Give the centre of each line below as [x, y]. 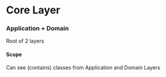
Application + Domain [37, 29]
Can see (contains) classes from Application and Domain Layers [83, 67]
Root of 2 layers [25, 41]
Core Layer [33, 10]
